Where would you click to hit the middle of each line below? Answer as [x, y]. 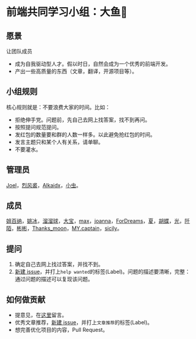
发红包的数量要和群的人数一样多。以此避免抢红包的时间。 [85, 135]
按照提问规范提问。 [38, 127]
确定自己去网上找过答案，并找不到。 [59, 264]
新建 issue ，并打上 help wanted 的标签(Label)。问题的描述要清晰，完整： [102, 272]
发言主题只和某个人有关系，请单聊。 [59, 142]
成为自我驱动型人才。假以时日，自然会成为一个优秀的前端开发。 [93, 64]
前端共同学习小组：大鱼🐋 [67, 12]
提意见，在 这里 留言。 [41, 315]
